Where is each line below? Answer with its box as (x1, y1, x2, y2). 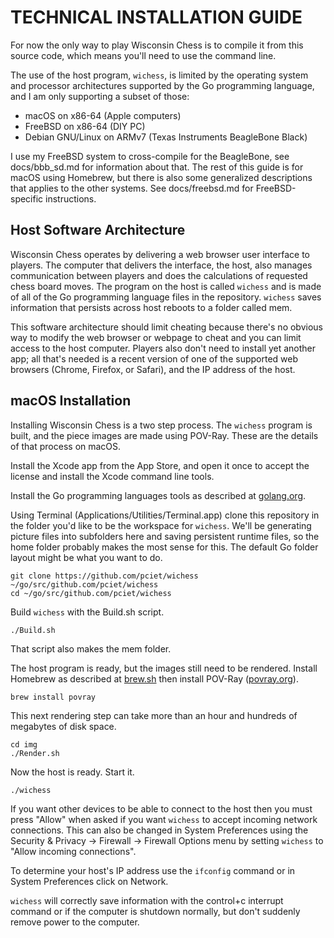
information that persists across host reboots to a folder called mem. (10, 301, 293, 313)
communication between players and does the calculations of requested (10, 269, 308, 281)
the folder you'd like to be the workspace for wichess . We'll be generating (10, 519, 312, 531)
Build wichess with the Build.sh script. (10, 606, 165, 618)
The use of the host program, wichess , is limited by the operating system (10, 69, 309, 81)
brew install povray (10, 692, 97, 702)
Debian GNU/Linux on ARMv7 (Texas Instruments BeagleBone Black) (24, 131, 308, 143)
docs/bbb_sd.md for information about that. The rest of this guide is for (10, 161, 304, 173)
